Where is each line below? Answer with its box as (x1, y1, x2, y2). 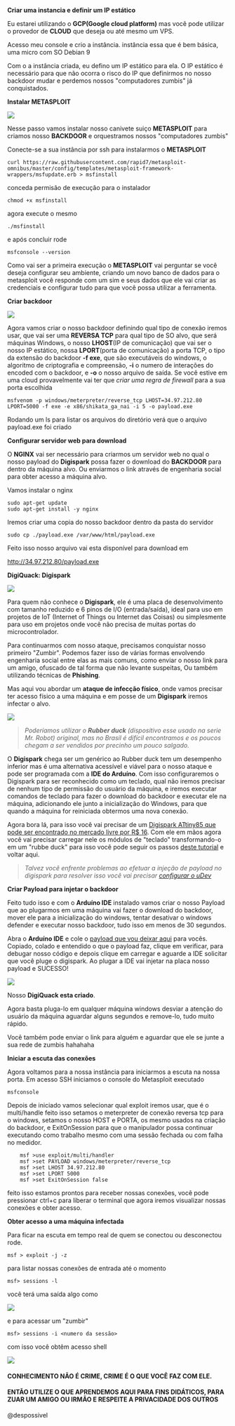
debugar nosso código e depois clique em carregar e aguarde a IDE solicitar (7, 950, 228, 957)
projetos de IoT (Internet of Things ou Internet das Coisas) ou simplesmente (7, 613, 227, 621)
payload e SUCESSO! (7, 964, 69, 972)
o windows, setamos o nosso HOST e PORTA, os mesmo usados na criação (7, 1116, 226, 1124)
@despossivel (7, 1411, 48, 1419)
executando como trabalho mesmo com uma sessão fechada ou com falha (7, 1131, 223, 1139)
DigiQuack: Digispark (7, 571, 72, 579)
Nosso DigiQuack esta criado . (7, 991, 96, 999)
